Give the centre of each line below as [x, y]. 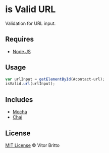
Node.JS [22, 51]
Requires [20, 39]
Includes [19, 100]
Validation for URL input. [31, 23]
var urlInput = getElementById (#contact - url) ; [55, 79]
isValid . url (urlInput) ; [30, 84]
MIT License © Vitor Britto [32, 145]
